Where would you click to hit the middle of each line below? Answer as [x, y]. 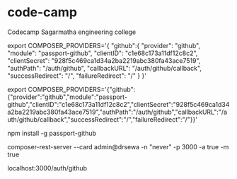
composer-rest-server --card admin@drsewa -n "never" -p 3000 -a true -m [118, 146]
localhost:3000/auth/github [47, 168]
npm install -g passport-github [52, 133]
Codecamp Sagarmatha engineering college [72, 32]
